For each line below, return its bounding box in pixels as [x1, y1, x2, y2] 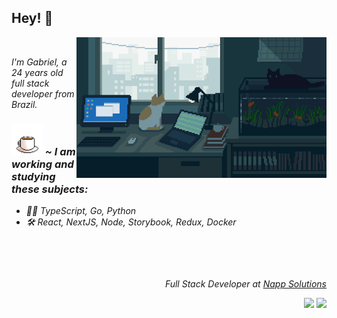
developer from [11, 87, 75, 100]
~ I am [44, 144, 76, 158]
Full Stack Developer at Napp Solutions [164, 278, 327, 290]
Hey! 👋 [11, 10, 54, 27]
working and [11, 157, 74, 171]
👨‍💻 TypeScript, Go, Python [25, 205, 137, 217]
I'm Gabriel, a [11, 56, 68, 68]
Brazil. [11, 98, 38, 110]
